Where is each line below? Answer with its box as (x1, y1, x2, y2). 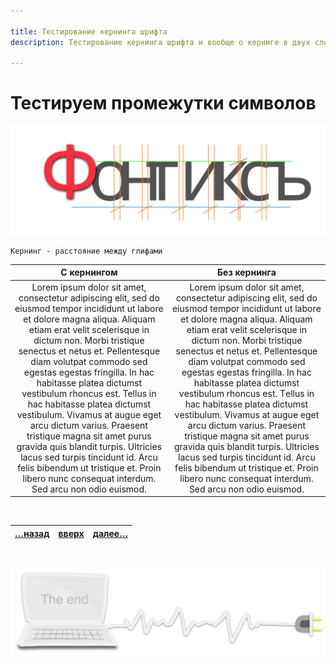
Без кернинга (217, 266, 277, 279)
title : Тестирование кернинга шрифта (10, 26, 168, 37)
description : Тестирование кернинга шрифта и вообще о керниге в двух (10, 37, 311, 47)
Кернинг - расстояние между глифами (10, 246, 163, 256)
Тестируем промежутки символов (10, 92, 317, 115)
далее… (92, 527, 129, 539)
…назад (14, 527, 50, 539)
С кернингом (60, 266, 118, 279)
